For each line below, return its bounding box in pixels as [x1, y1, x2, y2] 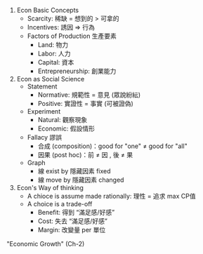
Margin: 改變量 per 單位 [37, 226, 106, 234]
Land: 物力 [37, 41, 68, 48]
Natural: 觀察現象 [37, 116, 88, 123]
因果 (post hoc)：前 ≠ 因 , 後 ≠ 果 [37, 151, 133, 159]
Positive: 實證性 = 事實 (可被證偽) [37, 100, 134, 107]
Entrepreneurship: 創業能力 [37, 67, 117, 75]
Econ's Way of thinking [16, 184, 84, 192]
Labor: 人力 [37, 49, 71, 58]
